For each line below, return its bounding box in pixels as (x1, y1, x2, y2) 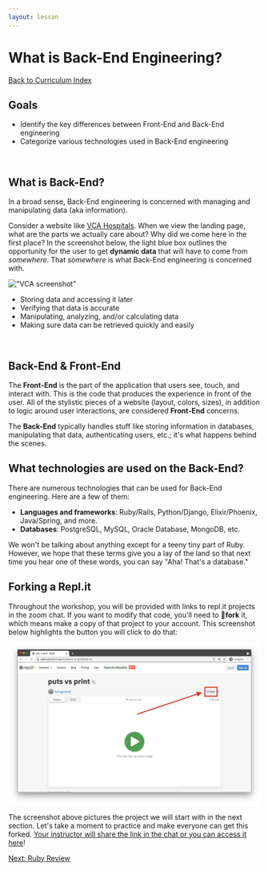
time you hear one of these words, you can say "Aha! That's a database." (8, 556, 249, 566)
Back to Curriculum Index (8, 75, 92, 84)
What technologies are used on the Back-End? (8, 462, 244, 475)
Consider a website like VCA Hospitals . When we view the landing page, (8, 221, 246, 230)
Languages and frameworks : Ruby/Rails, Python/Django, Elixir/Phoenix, (19, 507, 258, 517)
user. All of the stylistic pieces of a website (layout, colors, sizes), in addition (8, 397, 260, 407)
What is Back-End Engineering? (8, 48, 222, 67)
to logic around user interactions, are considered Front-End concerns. (8, 406, 240, 415)
